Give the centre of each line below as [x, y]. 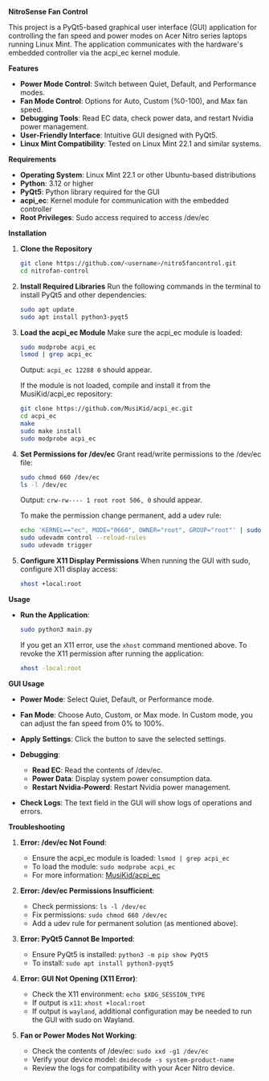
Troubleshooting [37, 826]
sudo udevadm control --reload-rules [83, 538]
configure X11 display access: [69, 569]
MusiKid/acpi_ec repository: [66, 394]
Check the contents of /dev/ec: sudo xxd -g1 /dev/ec [120, 1050]
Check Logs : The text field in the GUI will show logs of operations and [136, 802]
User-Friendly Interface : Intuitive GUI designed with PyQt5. [119, 135]
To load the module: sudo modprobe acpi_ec [104, 866]
